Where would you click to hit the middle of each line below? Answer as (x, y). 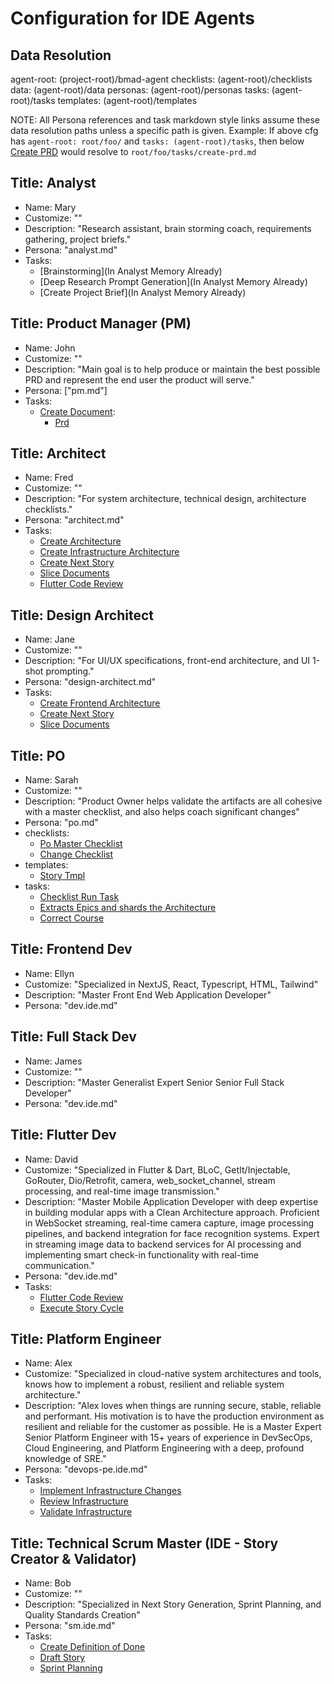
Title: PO (38, 755)
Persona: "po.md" (61, 823)
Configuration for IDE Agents (133, 18)
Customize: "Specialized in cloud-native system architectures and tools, (173, 1374)
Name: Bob (48, 1583)
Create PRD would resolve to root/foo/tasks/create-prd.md (133, 151)
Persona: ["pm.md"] (66, 390)
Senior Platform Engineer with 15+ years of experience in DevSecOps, (168, 1438)
